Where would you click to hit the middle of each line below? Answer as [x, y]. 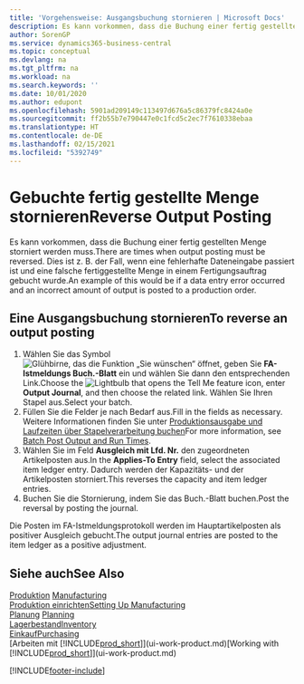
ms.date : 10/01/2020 [48, 93]
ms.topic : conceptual [50, 52]
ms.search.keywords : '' [54, 85]
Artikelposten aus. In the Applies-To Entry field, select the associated [151, 460]
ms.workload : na [40, 77]
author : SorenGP [40, 34]
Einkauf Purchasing [44, 634]
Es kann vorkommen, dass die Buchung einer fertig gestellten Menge [138, 242]
